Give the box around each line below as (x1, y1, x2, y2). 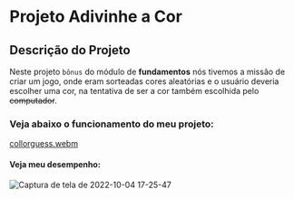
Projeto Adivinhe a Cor (9, 6, 183, 27)
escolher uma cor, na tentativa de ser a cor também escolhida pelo (9, 86, 260, 96)
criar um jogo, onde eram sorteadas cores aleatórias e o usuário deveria (9, 76, 279, 87)
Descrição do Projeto (9, 43, 131, 58)
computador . (9, 95, 57, 106)
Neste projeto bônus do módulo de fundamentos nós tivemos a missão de (9, 66, 286, 77)
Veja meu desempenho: (9, 158, 102, 169)
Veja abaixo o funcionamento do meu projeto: (9, 118, 214, 130)
